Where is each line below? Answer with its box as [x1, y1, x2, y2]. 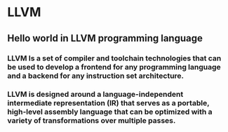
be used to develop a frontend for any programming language [7, 62, 221, 72]
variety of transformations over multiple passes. [7, 116, 176, 126]
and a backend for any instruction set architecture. [7, 71, 185, 81]
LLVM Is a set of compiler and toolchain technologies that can [7, 53, 222, 63]
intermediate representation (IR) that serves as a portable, [7, 98, 210, 108]
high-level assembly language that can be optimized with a [7, 107, 213, 117]
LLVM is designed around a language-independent [7, 89, 184, 99]
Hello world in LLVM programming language [7, 32, 203, 44]
